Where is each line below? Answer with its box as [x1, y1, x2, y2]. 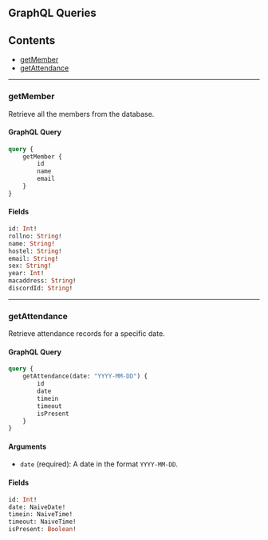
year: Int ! [8, 270, 45, 278]
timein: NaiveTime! [8, 510, 73, 518]
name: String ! [8, 239, 56, 247]
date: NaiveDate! [8, 503, 66, 511]
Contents [8, 34, 56, 47]
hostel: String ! [8, 247, 62, 255]
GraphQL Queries [8, 6, 97, 20]
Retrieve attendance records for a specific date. [8, 329, 165, 338]
